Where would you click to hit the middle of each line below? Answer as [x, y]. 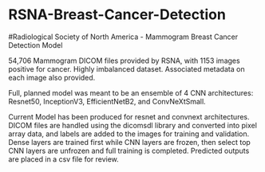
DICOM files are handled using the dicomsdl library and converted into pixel [133, 125]
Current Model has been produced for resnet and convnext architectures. [129, 116]
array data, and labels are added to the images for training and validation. [129, 134]
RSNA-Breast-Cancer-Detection [117, 15]
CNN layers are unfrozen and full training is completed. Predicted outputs [129, 150]
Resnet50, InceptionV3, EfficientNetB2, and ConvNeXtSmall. [107, 101]
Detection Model [36, 45]
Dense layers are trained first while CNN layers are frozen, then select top [130, 142]
